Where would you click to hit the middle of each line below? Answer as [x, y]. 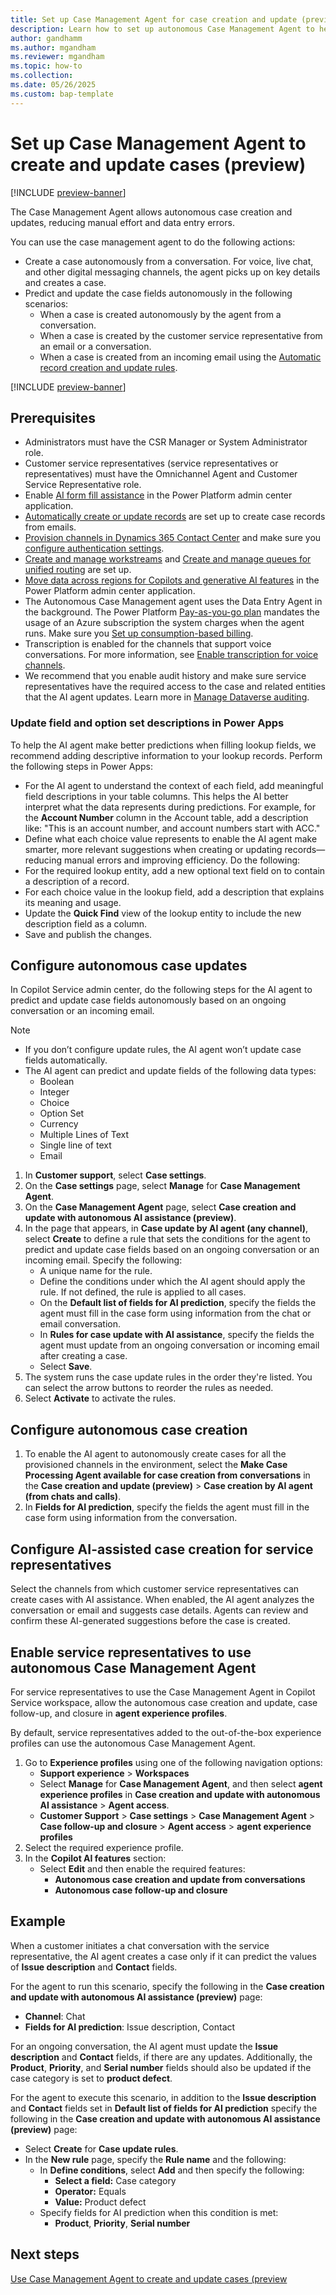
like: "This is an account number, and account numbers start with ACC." [172, 828]
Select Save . [66, 1367]
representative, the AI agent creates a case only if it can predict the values [163, 1956]
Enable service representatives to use [131, 1652]
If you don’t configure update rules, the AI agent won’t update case [163, 1050]
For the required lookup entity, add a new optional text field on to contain [175, 870]
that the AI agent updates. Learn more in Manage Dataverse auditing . [167, 697]
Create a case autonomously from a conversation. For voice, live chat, [169, 261]
